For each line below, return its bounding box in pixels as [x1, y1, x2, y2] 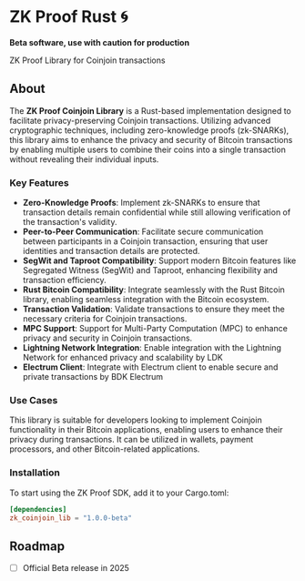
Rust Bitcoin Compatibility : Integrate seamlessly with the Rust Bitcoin [22, 284, 285, 295]
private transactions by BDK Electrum [22, 372, 164, 382]
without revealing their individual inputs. [9, 153, 159, 165]
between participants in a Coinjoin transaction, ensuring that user [22, 236, 269, 247]
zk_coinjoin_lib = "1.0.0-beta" [9, 513, 132, 523]
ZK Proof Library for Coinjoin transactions [9, 55, 166, 66]
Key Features [9, 176, 70, 189]
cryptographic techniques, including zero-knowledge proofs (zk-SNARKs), [9, 125, 290, 136]
